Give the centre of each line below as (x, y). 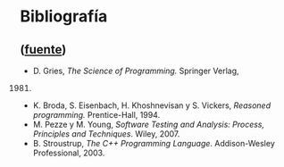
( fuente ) (43, 50)
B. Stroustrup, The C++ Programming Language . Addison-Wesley (154, 143)
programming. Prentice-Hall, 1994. (96, 115)
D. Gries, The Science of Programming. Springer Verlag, (136, 71)
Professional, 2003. (69, 153)
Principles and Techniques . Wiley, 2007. (106, 134)
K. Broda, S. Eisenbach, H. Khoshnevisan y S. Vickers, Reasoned (152, 105)
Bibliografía (64, 17)
